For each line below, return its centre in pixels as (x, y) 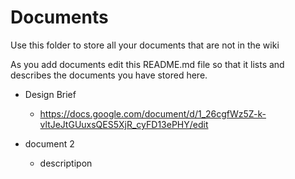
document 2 (49, 143)
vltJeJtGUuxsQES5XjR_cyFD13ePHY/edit (124, 124)
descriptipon (66, 163)
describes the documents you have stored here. (109, 75)
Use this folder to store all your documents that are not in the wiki (145, 45)
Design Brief (50, 94)
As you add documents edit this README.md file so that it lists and (147, 64)
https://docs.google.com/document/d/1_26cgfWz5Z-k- (153, 113)
